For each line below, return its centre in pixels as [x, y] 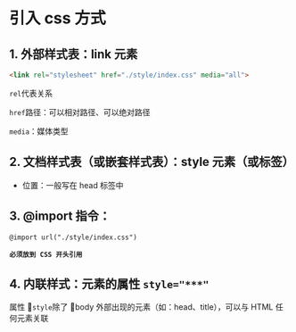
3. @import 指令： [60, 216]
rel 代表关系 [31, 93]
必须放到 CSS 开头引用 [46, 254]
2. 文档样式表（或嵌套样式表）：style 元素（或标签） [152, 162]
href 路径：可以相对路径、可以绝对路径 [80, 112]
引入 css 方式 [58, 18]
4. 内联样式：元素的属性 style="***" [109, 283]
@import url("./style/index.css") [74, 237]
